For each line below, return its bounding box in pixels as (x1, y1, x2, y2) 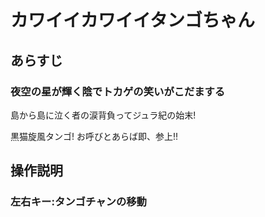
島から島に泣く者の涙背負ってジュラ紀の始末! (10, 109, 197, 121)
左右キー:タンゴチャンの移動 (10, 195, 147, 209)
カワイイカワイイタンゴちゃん (10, 9, 255, 32)
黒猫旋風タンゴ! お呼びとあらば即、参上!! (10, 130, 179, 142)
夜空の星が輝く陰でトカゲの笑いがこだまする (10, 84, 226, 98)
